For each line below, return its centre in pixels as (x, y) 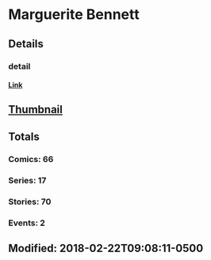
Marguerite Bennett (74, 15)
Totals (24, 136)
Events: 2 (27, 223)
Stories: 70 (30, 202)
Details (26, 44)
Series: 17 (27, 180)
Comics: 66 (31, 159)
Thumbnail (36, 109)
